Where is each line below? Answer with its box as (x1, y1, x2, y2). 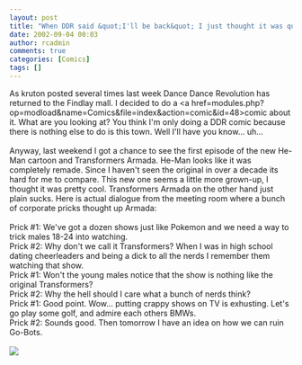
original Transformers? (9, 279, 93, 289)
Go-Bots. (9, 326, 43, 337)
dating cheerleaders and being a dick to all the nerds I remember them (9, 250, 271, 261)
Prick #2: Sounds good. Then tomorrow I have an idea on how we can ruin (9, 316, 285, 328)
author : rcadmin (9, 38, 70, 48)
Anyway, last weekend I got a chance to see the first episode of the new (9, 145, 277, 156)
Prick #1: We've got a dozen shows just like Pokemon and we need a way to (9, 221, 289, 232)
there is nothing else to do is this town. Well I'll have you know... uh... (9, 126, 263, 137)
